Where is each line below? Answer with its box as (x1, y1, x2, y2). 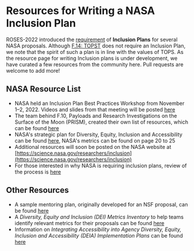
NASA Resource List (6, 84, 81, 94)
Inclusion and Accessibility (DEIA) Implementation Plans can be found (14, 232, 183, 239)
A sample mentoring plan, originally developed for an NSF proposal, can (14, 201, 188, 208)
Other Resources (6, 185, 69, 195)
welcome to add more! (6, 67, 60, 74)
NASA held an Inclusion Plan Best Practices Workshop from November (14, 100, 185, 107)
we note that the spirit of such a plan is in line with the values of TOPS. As (6, 48, 184, 55)
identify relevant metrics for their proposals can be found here (14, 219, 165, 226)
